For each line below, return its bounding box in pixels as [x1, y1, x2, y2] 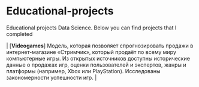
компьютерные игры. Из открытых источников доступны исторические [6, 55, 191, 62]
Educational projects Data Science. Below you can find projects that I [6, 24, 177, 31]
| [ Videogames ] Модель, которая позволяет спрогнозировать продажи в [6, 42, 194, 49]
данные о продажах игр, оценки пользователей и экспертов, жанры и [6, 61, 186, 68]
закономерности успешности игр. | [6, 74, 97, 81]
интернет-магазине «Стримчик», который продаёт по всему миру [6, 48, 177, 55]
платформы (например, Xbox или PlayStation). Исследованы [6, 67, 161, 74]
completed [6, 30, 33, 37]
